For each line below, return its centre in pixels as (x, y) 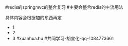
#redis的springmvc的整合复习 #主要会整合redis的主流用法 (64, 7)
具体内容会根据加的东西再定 (33, 18)
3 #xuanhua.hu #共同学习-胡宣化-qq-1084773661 (63, 38)
